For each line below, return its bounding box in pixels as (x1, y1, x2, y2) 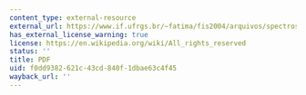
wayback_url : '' (9, 72, 71, 81)
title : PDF (9, 55, 51, 64)
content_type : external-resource (9, 13, 137, 23)
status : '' (9, 47, 51, 56)
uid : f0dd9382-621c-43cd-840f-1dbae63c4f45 (9, 64, 178, 73)
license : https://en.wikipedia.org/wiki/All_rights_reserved (9, 38, 247, 48)
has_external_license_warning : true (9, 30, 148, 39)
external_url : (9, 22, 64, 31)
